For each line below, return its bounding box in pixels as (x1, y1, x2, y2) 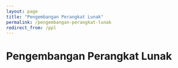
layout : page (6, 8, 38, 15)
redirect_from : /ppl (6, 24, 57, 31)
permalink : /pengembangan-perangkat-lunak (6, 19, 112, 25)
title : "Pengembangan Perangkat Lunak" (6, 14, 104, 20)
